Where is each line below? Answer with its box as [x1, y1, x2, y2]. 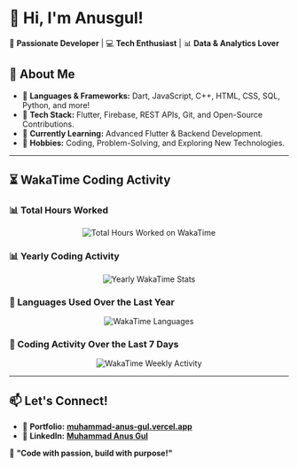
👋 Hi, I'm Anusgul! [9, 8, 144, 28]
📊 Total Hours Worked [9, 204, 109, 216]
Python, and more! [21, 99, 90, 110]
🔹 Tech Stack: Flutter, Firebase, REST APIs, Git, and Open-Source [21, 109, 263, 120]
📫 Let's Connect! [9, 393, 108, 409]
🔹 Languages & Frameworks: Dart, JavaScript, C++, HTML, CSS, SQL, [21, 90, 281, 101]
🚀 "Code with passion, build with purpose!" [9, 448, 173, 459]
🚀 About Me [9, 66, 75, 82]
